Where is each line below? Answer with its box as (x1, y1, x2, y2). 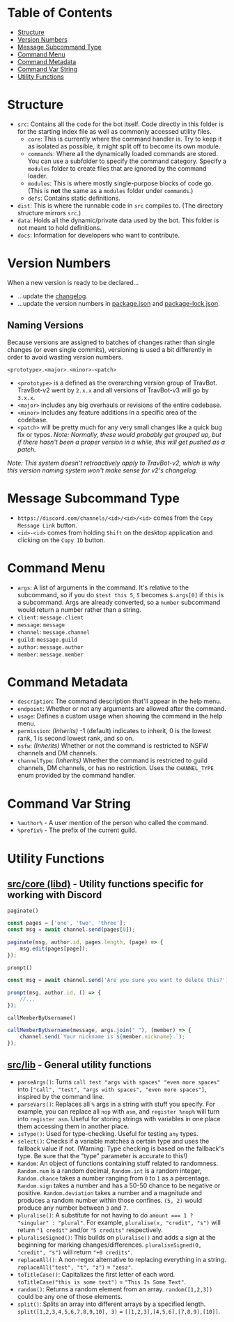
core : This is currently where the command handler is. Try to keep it (27, 134, 222, 143)
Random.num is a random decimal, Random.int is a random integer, (17, 1166, 202, 1175)
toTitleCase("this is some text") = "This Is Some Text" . (17, 1277, 187, 1286)
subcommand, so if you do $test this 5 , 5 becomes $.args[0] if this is (17, 590, 224, 599)
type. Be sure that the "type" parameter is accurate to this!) (17, 1151, 188, 1160)
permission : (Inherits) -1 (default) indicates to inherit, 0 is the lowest (17, 727, 211, 735)
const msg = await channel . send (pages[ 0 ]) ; (7, 926, 136, 933)
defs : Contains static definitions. (27, 194, 120, 202)
